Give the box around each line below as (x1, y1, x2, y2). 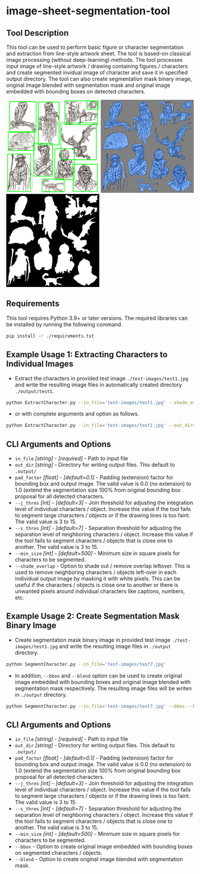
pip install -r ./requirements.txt (6, 333, 95, 339)
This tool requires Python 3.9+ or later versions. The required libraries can (6, 314, 188, 321)
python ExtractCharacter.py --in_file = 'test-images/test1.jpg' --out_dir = (6, 423, 196, 429)
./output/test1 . (14, 387, 55, 394)
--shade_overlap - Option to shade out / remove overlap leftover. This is (14, 563, 190, 570)
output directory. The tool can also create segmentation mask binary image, (6, 76, 192, 82)
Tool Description (6, 28, 69, 38)
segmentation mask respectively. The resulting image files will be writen (14, 685, 192, 692)
